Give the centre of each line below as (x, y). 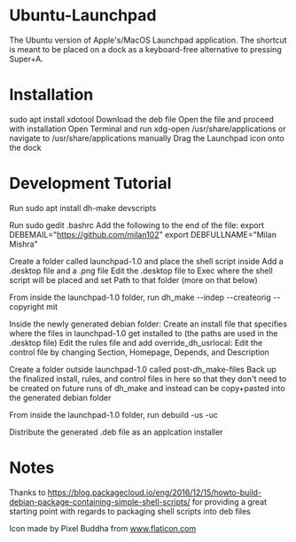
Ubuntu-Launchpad (83, 16)
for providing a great (230, 501)
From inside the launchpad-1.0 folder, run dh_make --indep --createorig (140, 297)
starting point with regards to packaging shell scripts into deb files (130, 511)
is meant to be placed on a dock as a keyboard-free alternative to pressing (145, 49)
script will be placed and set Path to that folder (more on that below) (134, 279)
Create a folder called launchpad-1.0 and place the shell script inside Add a (146, 261)
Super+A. (27, 59)
